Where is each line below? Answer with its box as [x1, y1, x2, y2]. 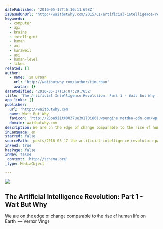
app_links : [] [5, 98, 34, 103]
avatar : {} [14, 84, 36, 89]
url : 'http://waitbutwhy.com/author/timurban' [14, 79, 110, 84]
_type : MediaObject [5, 161, 45, 166]
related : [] [5, 66, 29, 71]
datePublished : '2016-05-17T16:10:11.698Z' [5, 7, 95, 12]
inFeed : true [5, 143, 32, 148]
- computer [9, 20, 32, 26]
